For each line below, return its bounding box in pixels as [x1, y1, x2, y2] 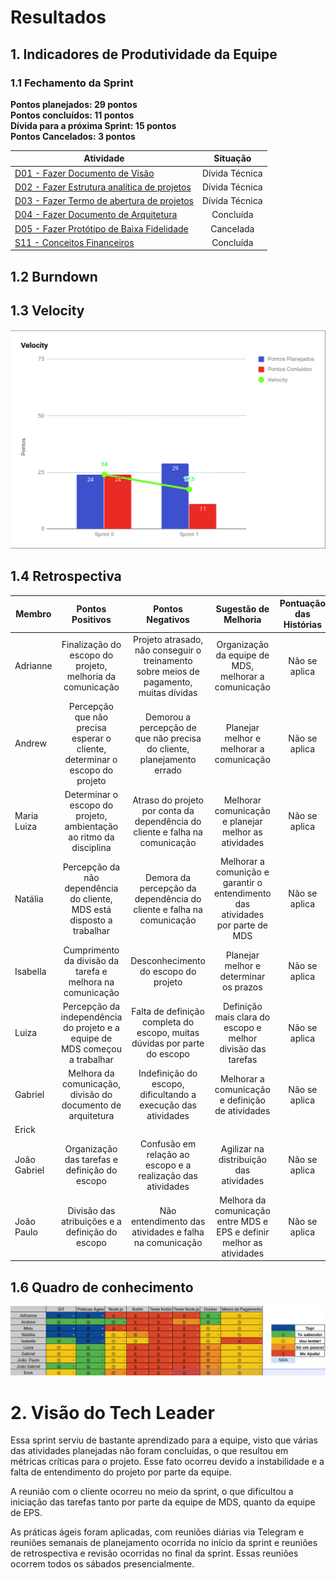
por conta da [141, 804, 195, 816]
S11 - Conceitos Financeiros [14, 236, 135, 248]
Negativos [146, 613, 190, 625]
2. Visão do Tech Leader [10, 1401, 215, 1424]
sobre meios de [136, 665, 200, 677]
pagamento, [143, 676, 193, 688]
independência [60, 1011, 123, 1023]
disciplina [71, 842, 112, 854]
